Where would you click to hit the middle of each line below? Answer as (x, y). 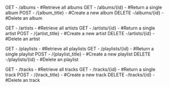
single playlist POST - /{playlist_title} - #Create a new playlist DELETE (78, 54)
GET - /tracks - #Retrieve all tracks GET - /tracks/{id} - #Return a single (80, 69)
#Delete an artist (23, 39)
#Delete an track (23, 80)
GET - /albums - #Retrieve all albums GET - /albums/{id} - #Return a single (84, 7)
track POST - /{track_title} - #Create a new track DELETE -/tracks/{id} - (80, 75)
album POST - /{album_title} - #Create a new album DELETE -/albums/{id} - (84, 13)
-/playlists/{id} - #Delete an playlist (42, 60)
